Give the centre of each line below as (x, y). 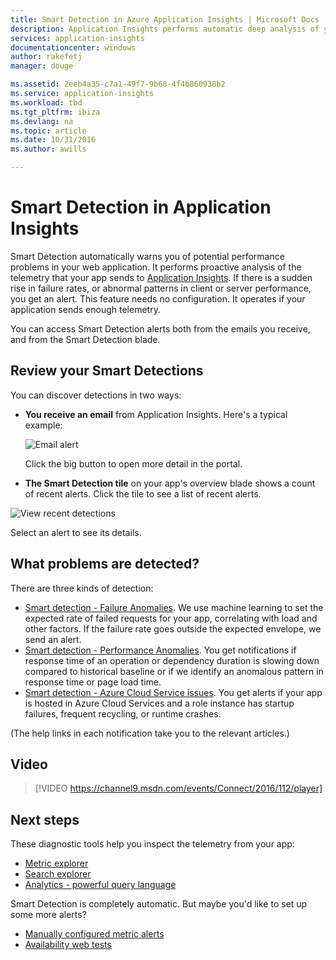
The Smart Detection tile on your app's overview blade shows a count (170, 483)
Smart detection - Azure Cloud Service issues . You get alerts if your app (173, 692)
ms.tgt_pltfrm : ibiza (55, 112)
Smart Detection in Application (141, 207)
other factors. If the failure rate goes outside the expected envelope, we (173, 628)
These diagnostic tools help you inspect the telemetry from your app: (152, 844)
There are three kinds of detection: (82, 588)
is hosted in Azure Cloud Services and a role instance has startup (159, 703)
